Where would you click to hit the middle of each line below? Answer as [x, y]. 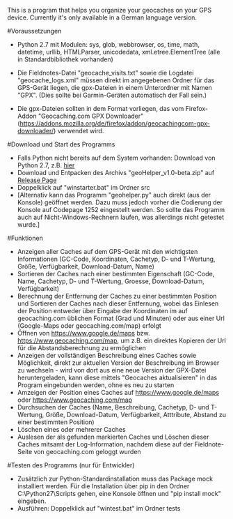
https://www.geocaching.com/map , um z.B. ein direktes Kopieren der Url [121, 340]
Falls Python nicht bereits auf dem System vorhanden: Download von [116, 158]
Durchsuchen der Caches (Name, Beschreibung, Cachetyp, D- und [113, 407]
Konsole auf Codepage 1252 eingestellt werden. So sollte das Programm [121, 210]
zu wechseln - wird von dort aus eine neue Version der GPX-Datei [112, 370]
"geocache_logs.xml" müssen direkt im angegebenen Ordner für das [116, 80]
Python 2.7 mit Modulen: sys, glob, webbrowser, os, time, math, [109, 44]
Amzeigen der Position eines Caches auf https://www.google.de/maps [118, 392]
